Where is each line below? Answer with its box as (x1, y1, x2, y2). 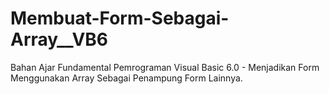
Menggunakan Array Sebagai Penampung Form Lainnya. (10, 72, 243, 84)
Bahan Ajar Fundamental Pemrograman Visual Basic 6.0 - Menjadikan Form (10, 61, 320, 73)
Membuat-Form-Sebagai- (10, 7, 230, 30)
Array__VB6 (10, 28, 109, 51)
